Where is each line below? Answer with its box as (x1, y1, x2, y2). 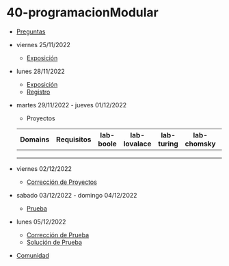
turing (158, 139, 178, 148)
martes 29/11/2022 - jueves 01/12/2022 (16, 101, 127, 109)
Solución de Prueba (26, 238, 83, 246)
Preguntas (16, 27, 46, 36)
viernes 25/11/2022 (16, 40, 71, 49)
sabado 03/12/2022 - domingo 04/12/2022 (16, 191, 137, 199)
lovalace (123, 139, 152, 148)
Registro (26, 88, 51, 96)
